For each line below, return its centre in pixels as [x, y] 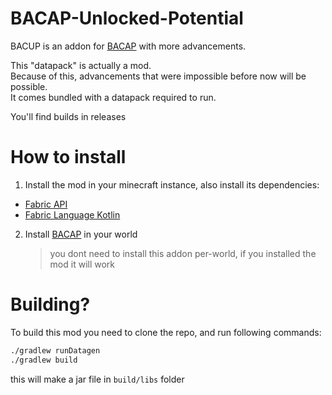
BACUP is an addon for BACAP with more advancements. [128, 46]
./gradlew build [44, 360]
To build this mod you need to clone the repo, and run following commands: [166, 332]
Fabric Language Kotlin [72, 214]
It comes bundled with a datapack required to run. [113, 97]
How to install [68, 157]
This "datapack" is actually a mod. [81, 65]
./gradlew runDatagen [55, 350]
